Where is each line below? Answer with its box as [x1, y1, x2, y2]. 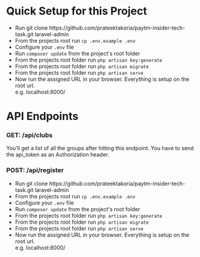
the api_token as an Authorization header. [6, 151, 110, 158]
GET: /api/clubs [6, 131, 53, 139]
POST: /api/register [6, 166, 64, 174]
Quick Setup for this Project [6, 4, 148, 18]
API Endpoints [6, 110, 79, 123]
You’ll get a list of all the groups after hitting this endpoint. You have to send [6, 145, 194, 152]
